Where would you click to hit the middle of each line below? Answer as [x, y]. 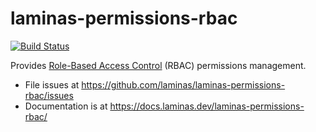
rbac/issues [49, 95]
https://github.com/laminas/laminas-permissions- [183, 84]
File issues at [52, 84]
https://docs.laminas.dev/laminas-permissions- [207, 106]
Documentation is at [66, 106]
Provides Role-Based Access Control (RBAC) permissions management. [158, 65]
